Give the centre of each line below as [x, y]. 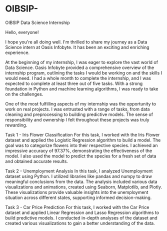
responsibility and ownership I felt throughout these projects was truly [77, 119]
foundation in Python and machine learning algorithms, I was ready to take [82, 88]
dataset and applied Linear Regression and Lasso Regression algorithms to [82, 212]
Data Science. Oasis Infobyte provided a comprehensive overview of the [80, 67]
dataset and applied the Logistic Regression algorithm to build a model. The [83, 140]
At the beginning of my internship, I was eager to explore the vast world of [82, 62]
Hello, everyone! [22, 32]
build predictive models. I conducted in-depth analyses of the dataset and [81, 217]
